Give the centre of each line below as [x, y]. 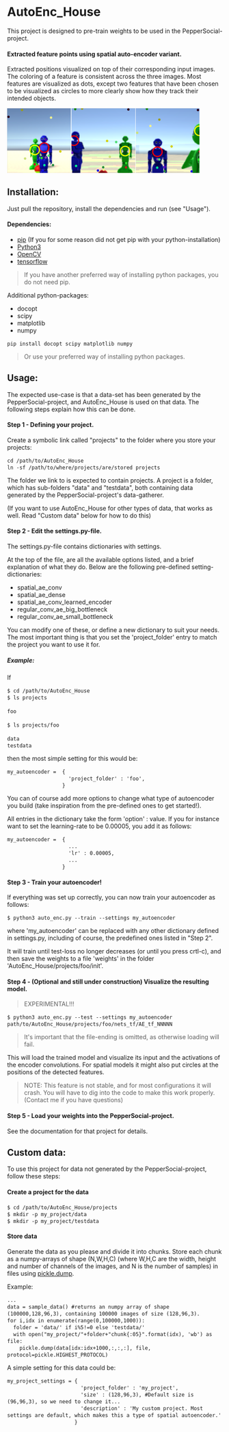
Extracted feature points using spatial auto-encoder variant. [95, 54]
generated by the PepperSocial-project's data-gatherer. [85, 495]
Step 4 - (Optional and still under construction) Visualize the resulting [108, 982]
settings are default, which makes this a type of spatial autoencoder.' [114, 1415]
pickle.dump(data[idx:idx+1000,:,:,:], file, [85, 1348]
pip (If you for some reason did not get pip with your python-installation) [119, 239]
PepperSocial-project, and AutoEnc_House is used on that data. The [103, 402]
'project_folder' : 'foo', [107, 779]
